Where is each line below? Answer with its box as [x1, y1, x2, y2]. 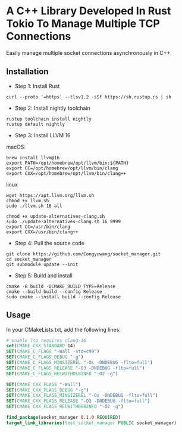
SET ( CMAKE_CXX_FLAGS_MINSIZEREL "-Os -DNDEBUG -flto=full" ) [6, 393, 159, 399]
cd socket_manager [6, 256, 52, 262]
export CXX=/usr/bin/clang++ [6, 229, 79, 235]
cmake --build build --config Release [6, 288, 102, 295]
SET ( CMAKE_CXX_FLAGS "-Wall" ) [6, 381, 81, 387]
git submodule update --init [6, 261, 79, 267]
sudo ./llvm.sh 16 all [6, 203, 62, 209]
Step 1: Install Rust [14, 82, 60, 90]
